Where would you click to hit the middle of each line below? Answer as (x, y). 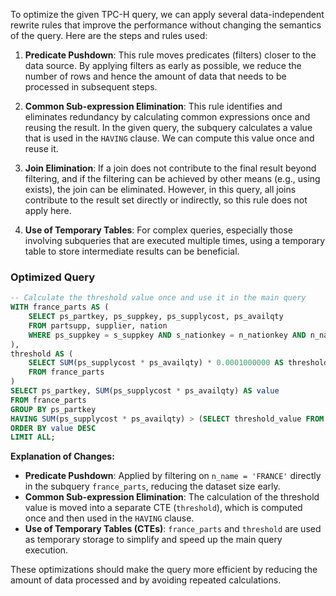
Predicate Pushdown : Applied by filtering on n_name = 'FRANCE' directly (173, 476)
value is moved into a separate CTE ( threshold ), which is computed (163, 508)
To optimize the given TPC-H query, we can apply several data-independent (167, 14)
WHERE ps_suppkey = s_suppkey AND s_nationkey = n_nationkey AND (167, 335)
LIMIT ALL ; (33, 437)
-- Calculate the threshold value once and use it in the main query (158, 298)
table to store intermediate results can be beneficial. (132, 251)
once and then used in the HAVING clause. (109, 518)
